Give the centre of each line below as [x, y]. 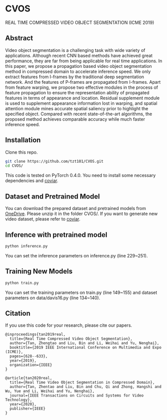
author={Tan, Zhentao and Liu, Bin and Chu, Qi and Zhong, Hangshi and [86, 387]
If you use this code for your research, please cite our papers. [69, 325]
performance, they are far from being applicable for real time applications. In [84, 61]
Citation [18, 313]
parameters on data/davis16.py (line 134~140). [53, 298]
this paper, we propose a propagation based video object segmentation [79, 66]
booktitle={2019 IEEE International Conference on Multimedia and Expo [86, 348]
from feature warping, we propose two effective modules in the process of [82, 87]
